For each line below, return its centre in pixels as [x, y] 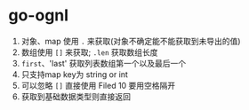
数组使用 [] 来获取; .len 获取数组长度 [89, 52]
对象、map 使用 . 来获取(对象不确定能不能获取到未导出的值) [131, 41]
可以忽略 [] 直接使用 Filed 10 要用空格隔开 [98, 85]
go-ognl [38, 16]
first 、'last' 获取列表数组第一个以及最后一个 [104, 63]
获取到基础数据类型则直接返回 [76, 96]
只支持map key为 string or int [74, 74]
